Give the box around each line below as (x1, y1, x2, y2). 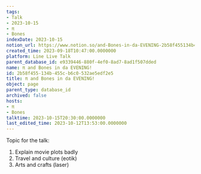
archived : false (6, 92, 47, 98)
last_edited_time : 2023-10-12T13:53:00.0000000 (6, 121, 127, 127)
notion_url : (6, 43, 36, 49)
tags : (6, 8, 20, 15)
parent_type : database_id (6, 87, 71, 93)
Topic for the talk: (6, 137, 50, 144)
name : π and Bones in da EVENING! (6, 64, 93, 71)
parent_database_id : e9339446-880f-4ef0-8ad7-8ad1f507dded (6, 59, 157, 65)
